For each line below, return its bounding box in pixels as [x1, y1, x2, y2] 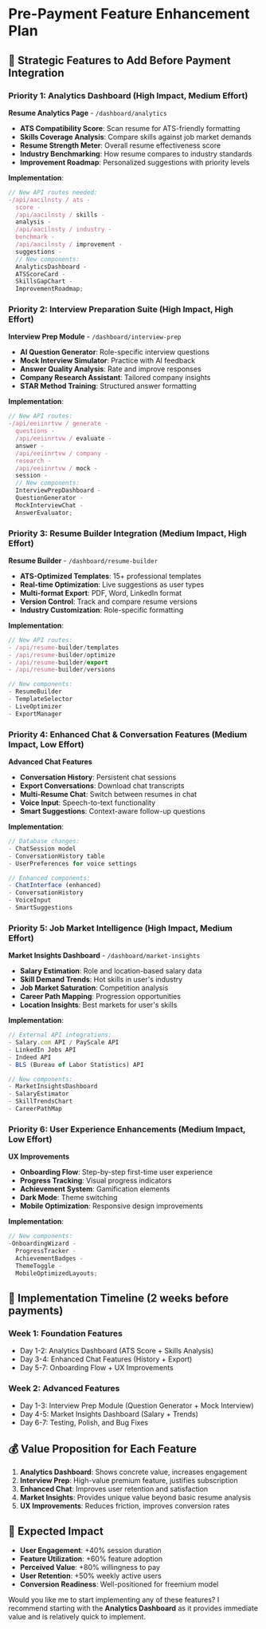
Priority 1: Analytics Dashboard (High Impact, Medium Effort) [8, 89, 248, 101]
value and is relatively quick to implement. [8, 1612, 146, 1622]
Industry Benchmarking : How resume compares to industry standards [19, 149, 252, 158]
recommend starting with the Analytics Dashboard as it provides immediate [8, 1603, 259, 1613]
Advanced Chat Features [8, 757, 93, 767]
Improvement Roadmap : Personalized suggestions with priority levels [19, 157, 250, 167]
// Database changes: [8, 838, 80, 846]
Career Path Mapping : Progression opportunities [19, 992, 182, 1001]
